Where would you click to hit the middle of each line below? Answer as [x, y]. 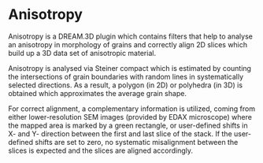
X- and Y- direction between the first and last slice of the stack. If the [120, 133]
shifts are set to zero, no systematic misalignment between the [137, 142]
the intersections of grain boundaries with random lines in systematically [126, 76]
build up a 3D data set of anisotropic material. [82, 53]
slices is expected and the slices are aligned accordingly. [100, 150]
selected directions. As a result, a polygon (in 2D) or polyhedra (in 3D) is [125, 85]
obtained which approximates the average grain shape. [98, 93]
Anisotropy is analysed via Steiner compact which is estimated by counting [130, 68]
